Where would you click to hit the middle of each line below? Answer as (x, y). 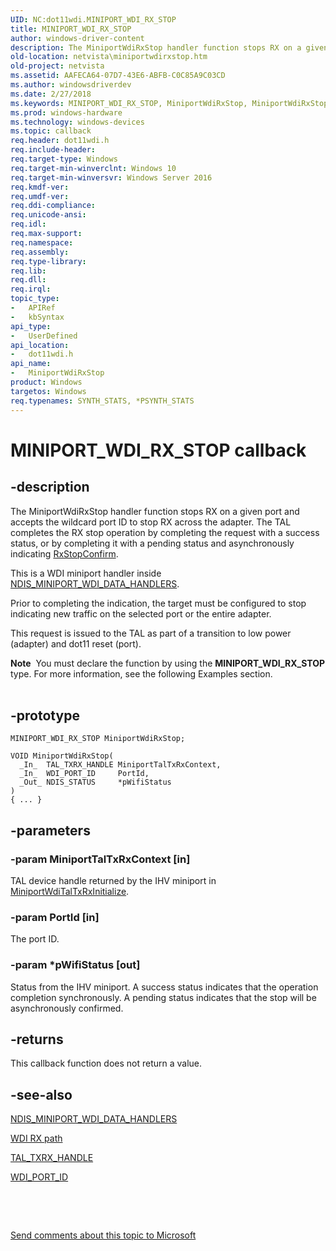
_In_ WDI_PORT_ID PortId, (84, 774)
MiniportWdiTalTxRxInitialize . (70, 891)
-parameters (50, 830)
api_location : (40, 345)
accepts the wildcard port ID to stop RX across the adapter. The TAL (151, 522)
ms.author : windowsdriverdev (71, 85)
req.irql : (31, 289)
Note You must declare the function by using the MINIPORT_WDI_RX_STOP (168, 663)
